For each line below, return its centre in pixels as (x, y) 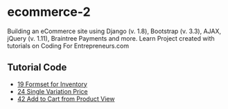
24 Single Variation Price (52, 91)
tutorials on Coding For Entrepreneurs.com (68, 46)
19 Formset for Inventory (52, 84)
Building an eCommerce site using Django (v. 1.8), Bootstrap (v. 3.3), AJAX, (114, 31)
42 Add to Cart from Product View (66, 99)
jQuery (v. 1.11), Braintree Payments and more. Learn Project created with (111, 38)
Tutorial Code (37, 67)
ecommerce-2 (49, 12)
